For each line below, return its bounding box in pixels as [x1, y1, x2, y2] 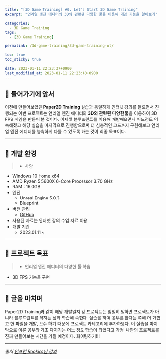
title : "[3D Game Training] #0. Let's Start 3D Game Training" [5, 7, 138, 12]
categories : [5, 21, 30, 26]
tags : [5, 30, 16, 35]
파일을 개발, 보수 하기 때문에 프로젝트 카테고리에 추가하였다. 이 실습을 [15, 320, 149, 326]
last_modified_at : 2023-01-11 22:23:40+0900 [5, 70, 98, 76]
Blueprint [19, 200, 39, 206]
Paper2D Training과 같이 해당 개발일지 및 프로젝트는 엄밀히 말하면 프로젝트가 [5, 308, 154, 314]
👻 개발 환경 [5, 149, 37, 158]
